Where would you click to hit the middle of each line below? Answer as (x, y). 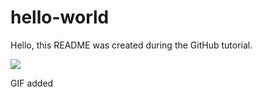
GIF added (32, 83)
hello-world (60, 17)
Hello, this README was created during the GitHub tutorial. (131, 45)
